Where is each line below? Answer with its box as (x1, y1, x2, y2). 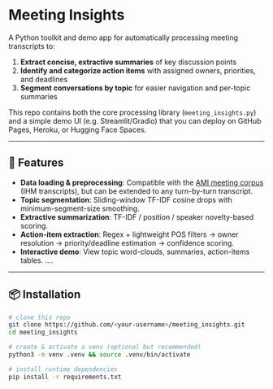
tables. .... (19, 255, 54, 265)
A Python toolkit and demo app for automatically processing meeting (8, 33, 238, 42)
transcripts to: (8, 41, 55, 50)
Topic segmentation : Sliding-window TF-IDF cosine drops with (19, 194, 233, 204)
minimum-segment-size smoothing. (19, 203, 140, 213)
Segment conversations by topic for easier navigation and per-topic (19, 83, 251, 93)
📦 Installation (8, 287, 81, 302)
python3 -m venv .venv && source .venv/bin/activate (8, 351, 191, 359)
